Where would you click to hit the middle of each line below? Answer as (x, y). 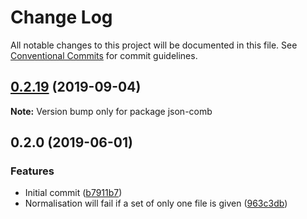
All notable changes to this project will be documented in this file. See (154, 45)
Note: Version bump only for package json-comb (111, 111)
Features (32, 171)
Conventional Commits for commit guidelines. (104, 55)
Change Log (61, 17)
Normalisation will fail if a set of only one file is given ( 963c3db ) (156, 203)
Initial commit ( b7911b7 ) (73, 193)
